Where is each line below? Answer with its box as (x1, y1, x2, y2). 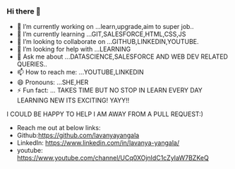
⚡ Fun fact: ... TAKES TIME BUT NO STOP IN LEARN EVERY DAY (16, 86, 203, 95)
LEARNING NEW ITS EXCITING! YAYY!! (16, 96, 130, 105)
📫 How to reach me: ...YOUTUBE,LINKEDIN (16, 68, 144, 76)
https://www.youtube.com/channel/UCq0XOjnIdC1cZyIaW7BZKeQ (16, 153, 209, 162)
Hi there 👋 (6, 6, 42, 16)
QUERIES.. (16, 60, 47, 69)
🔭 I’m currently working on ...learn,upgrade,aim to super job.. (16, 23, 194, 31)
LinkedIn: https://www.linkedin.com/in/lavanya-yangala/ (16, 139, 180, 147)
